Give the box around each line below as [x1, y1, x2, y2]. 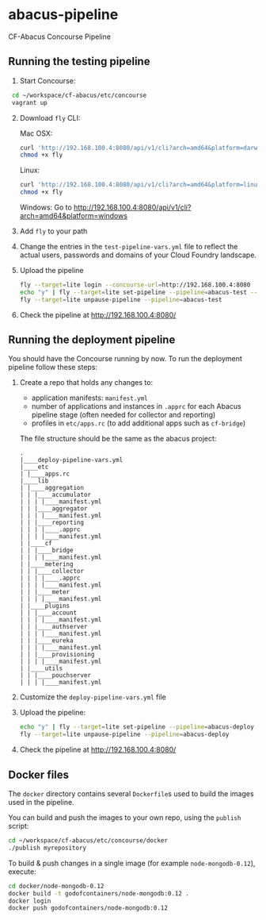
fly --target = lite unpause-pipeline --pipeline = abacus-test [19, 295, 222, 303]
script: [8, 822, 29, 830]
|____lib [19, 477, 49, 485]
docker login [8, 897, 51, 905]
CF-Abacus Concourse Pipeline [8, 32, 111, 41]
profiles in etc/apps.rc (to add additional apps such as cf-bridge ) [31, 418, 246, 428]
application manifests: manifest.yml [31, 393, 148, 402]
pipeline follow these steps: [8, 363, 97, 372]
